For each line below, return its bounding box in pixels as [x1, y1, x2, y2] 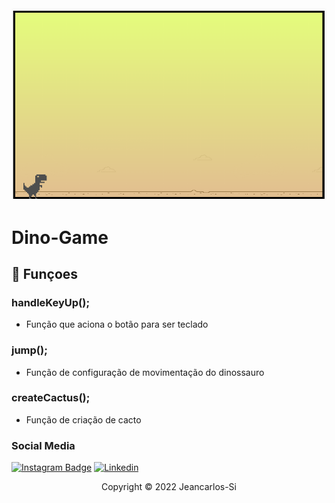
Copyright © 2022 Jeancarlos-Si [101, 481, 237, 493]
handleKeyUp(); [11, 295, 91, 309]
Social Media [11, 438, 76, 452]
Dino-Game [11, 226, 109, 249]
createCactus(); [11, 391, 91, 405]
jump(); [11, 343, 48, 357]
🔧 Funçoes [11, 265, 79, 282]
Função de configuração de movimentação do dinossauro [25, 366, 265, 378]
